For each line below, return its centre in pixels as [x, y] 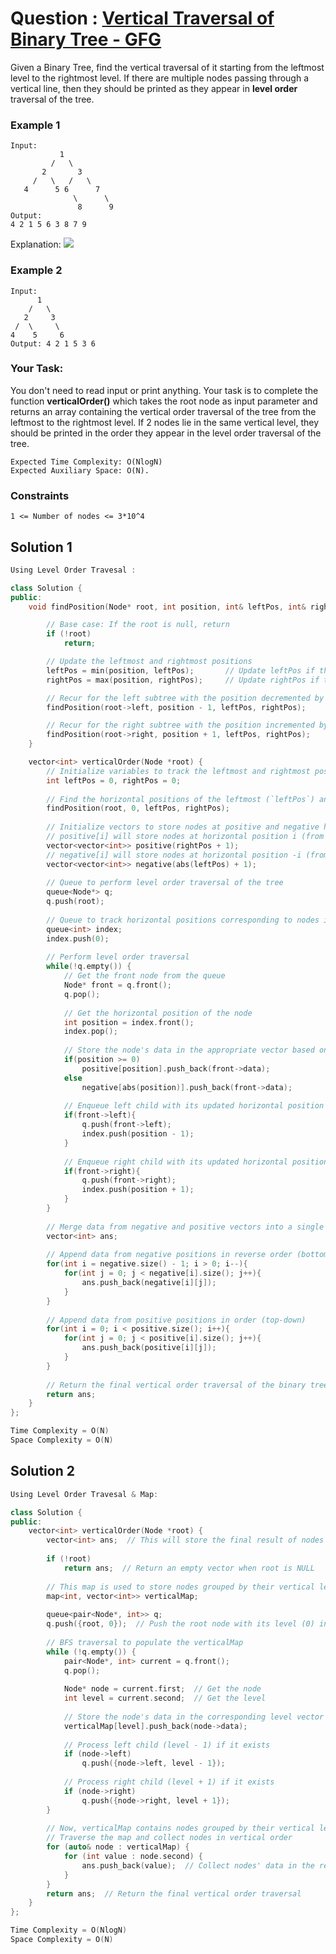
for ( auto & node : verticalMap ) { [118, 1847]
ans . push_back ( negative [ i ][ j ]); [149, 1283]
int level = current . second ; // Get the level [165, 1698]
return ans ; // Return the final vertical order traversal [174, 1893]
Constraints [40, 495]
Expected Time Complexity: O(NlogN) [86, 462]
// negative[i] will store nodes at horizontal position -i [174, 855]
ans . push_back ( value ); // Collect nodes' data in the [198, 1865]
